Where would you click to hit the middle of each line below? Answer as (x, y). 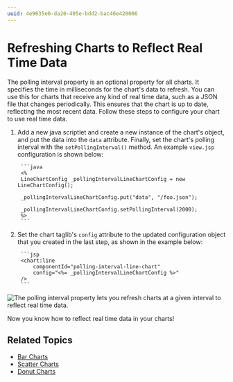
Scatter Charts (38, 364)
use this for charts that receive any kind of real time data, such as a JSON (112, 96)
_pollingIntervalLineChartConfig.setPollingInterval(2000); (109, 209)
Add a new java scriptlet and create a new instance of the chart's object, (121, 132)
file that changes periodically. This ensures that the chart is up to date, (108, 104)
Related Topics (40, 340)
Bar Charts (33, 357)
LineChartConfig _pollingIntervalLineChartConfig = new (103, 179)
